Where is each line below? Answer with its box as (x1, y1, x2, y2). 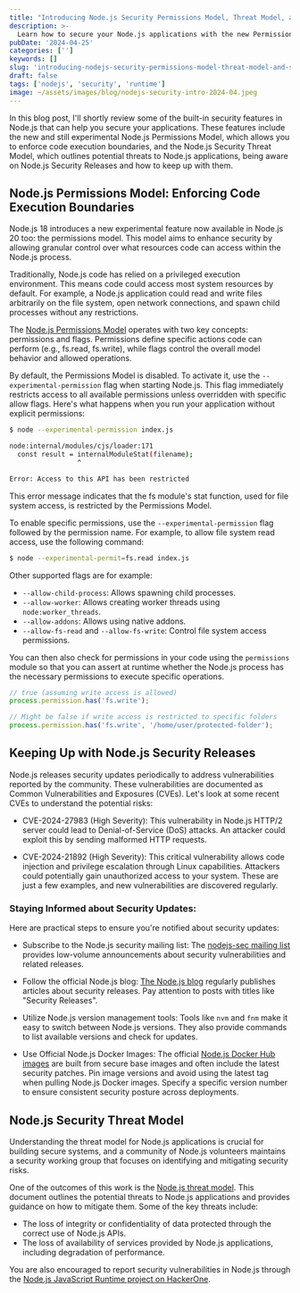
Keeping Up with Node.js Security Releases (9, 745, 256, 760)
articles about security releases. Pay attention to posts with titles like (21, 986, 275, 996)
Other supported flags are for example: (9, 569, 154, 581)
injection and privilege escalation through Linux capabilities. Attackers (21, 861, 280, 871)
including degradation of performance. (21, 1247, 165, 1257)
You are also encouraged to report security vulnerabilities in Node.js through (9, 1264, 291, 1274)
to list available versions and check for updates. (21, 1031, 198, 1042)
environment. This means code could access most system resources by (9, 279, 274, 290)
